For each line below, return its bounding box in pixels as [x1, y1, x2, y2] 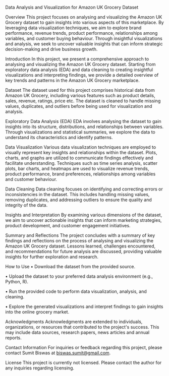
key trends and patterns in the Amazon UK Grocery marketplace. [5, 78, 140, 83]
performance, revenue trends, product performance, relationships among [5, 30, 158, 36]
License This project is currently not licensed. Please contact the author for [5, 360, 162, 365]
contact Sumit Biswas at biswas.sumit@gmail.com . [5, 350, 111, 356]
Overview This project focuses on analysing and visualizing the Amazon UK [5, 14, 162, 20]
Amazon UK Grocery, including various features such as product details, [5, 93, 155, 98]
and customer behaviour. [5, 176, 57, 182]
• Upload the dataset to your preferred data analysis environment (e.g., [5, 273, 153, 279]
